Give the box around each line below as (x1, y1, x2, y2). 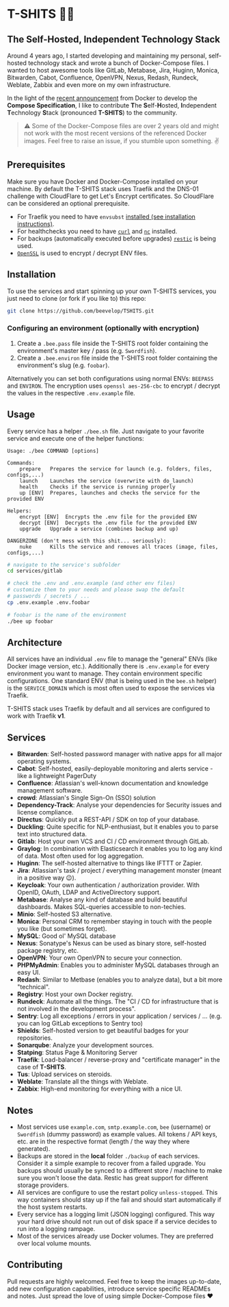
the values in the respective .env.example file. (7, 388, 135, 397)
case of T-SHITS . (16, 1063, 66, 1071)
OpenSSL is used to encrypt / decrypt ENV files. (16, 249, 148, 257)
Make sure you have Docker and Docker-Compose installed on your (7, 177, 198, 186)
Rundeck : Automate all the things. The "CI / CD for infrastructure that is (16, 997, 219, 1006)
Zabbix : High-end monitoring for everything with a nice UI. (16, 1085, 183, 1093)
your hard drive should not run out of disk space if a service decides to (16, 1217, 217, 1225)
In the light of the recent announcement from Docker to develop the (7, 94, 198, 102)
